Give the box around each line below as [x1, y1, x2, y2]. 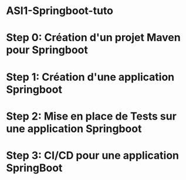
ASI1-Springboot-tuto [6, 4, 113, 18]
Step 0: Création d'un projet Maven [6, 31, 181, 45]
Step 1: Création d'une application [6, 70, 175, 83]
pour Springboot [6, 43, 88, 57]
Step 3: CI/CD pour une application [6, 148, 179, 162]
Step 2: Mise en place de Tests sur [6, 110, 177, 123]
